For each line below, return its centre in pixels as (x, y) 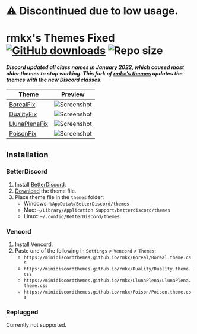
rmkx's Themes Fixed (61, 38)
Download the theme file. (45, 191)
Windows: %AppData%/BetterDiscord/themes (76, 203)
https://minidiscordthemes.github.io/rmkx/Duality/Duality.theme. (107, 269)
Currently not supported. (36, 325)
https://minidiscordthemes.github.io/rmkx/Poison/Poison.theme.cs (107, 292)
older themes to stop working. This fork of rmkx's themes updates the (94, 74)
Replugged (22, 312)
